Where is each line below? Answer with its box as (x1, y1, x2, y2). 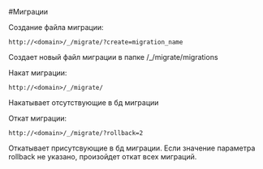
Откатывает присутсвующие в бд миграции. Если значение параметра (8, 143, 256, 153)
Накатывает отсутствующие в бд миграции (8, 98, 159, 108)
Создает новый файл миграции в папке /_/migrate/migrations (8, 53, 218, 61)
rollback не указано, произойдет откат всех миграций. (8, 152, 197, 161)
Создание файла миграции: (8, 23, 104, 32)
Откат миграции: (8, 113, 67, 123)
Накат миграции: (8, 68, 67, 78)
